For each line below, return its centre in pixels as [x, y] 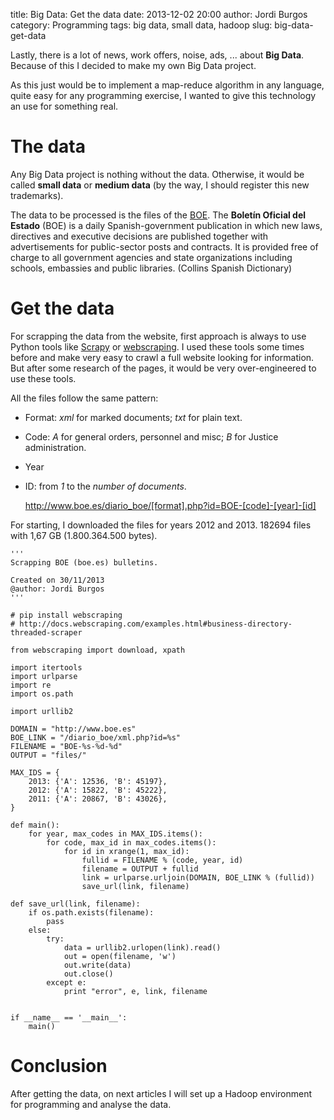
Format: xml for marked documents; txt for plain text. [133, 417]
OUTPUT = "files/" [48, 755]
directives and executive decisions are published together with [139, 236]
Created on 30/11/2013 [57, 580]
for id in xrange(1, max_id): [126, 851]
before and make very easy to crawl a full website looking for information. [162, 357]
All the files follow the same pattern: [84, 398]
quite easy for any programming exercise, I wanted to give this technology [163, 95]
